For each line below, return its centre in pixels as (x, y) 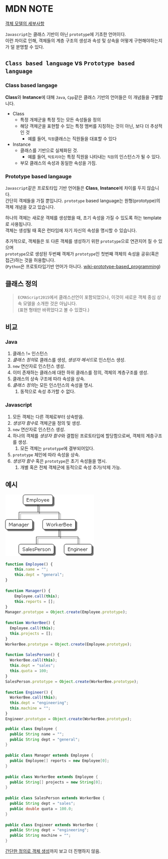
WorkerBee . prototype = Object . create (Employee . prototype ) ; (69, 644)
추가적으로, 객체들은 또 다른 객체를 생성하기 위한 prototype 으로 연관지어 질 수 (81, 241)
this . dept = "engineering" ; (39, 703)
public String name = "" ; (37, 734)
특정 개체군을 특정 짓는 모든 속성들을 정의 (61, 119)
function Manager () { (28, 591)
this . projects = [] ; (31, 633)
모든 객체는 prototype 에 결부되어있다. (57, 448)
